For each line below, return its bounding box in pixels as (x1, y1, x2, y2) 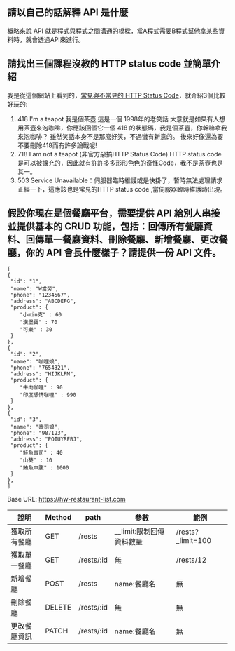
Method (45, 513, 72, 523)
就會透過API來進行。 (25, 35, 85, 43)
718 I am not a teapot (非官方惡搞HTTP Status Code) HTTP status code (17, 149, 222, 158)
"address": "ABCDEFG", (10, 297, 77, 305)
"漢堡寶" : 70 (20, 318, 58, 326)
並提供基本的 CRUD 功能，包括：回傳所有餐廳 (7, 220, 204, 233)
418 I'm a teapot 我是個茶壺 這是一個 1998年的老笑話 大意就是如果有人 (17, 114, 220, 123)
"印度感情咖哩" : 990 (20, 391, 77, 398)
